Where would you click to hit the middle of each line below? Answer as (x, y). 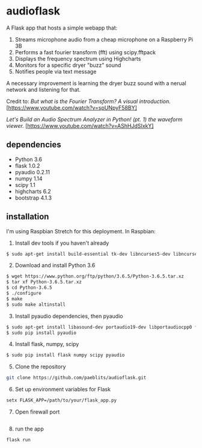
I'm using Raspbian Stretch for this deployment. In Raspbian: (81, 231)
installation (28, 217)
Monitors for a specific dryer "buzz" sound (68, 65)
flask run (19, 440)
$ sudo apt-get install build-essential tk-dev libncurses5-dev (88, 254)
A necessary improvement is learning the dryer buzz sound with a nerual (96, 83)
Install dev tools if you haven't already (62, 243)
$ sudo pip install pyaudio (41, 333)
